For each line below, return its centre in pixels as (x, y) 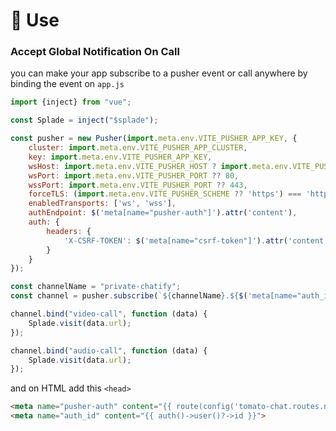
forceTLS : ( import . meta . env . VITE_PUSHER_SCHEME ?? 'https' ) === (165, 194)
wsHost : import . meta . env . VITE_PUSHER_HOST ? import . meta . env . (160, 166)
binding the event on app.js (67, 84)
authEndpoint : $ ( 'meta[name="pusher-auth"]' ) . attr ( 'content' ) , (163, 213)
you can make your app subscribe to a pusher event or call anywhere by (159, 73)
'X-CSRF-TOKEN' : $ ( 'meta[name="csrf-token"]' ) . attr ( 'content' (196, 240)
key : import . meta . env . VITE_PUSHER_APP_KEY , (120, 157)
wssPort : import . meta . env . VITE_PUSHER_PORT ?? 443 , (138, 185)
